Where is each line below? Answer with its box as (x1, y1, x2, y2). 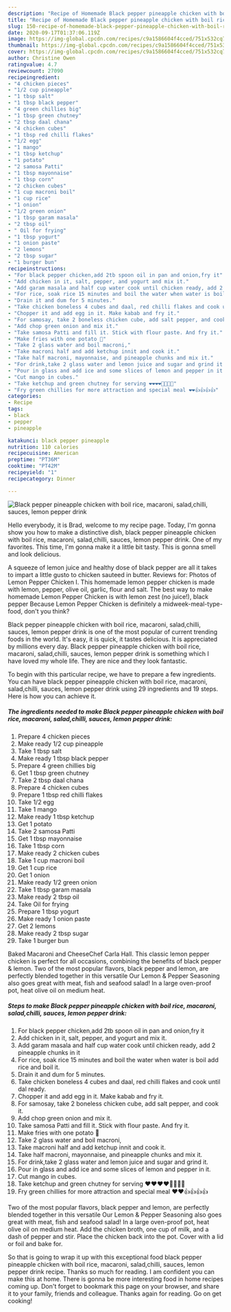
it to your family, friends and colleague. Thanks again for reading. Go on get (8, 1289, 222, 1298)
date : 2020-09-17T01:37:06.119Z (8, 29, 100, 36)
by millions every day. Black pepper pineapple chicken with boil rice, (8, 642, 202, 651)
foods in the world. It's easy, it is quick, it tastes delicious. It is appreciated (8, 635, 218, 643)
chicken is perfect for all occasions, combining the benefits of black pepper (8, 957, 221, 965)
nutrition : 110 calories (8, 443, 79, 450)
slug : (8, 23, 23, 30)
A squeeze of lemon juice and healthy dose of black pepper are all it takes (8, 563, 217, 572)
